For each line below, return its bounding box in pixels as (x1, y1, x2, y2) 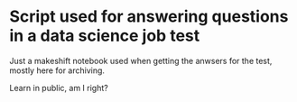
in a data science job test (9, 25, 200, 46)
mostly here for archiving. (9, 65, 106, 76)
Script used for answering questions (9, 6, 289, 27)
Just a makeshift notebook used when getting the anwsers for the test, (9, 55, 273, 66)
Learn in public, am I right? (9, 82, 108, 93)
